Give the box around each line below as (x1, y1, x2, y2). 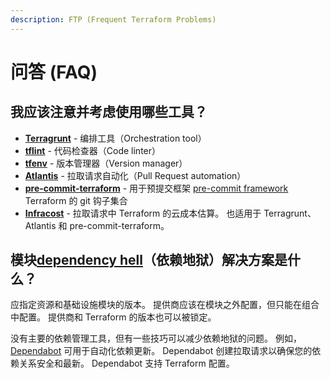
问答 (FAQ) (10, 61, 98, 83)
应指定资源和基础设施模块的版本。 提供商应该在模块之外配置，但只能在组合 (10, 299, 320, 311)
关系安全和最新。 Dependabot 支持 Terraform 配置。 (18, 357, 235, 370)
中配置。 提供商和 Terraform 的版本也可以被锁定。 (10, 311, 217, 323)
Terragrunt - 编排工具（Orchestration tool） (24, 132, 207, 144)
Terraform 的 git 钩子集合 (24, 194, 128, 206)
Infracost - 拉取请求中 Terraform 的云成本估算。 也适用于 (24, 207, 262, 219)
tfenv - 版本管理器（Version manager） (24, 157, 188, 169)
